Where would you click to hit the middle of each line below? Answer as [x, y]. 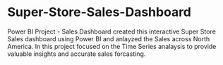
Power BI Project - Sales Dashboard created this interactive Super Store [112, 31]
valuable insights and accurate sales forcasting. [77, 54]
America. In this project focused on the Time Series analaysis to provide [112, 46]
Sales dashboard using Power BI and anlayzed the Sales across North [109, 38]
